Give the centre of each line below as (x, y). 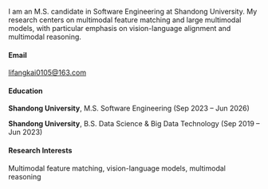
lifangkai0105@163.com (47, 73)
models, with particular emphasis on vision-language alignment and (120, 28)
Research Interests (40, 150)
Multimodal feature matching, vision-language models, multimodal (117, 168)
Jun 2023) (26, 132)
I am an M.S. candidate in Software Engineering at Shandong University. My (133, 12)
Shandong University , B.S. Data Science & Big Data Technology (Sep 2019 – (134, 124)
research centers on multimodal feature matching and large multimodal (125, 20)
